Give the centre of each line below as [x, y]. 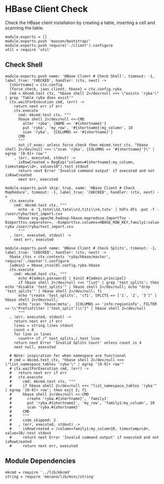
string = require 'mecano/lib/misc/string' [50, 477]
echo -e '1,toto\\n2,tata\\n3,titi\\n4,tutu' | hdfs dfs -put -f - [89, 209]
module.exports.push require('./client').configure [59, 45]
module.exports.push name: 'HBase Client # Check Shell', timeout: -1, [80, 76]
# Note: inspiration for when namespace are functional [68, 356]
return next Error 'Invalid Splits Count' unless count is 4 [78, 342]
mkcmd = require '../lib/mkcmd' [38, 472]
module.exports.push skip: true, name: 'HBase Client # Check [70, 188]
